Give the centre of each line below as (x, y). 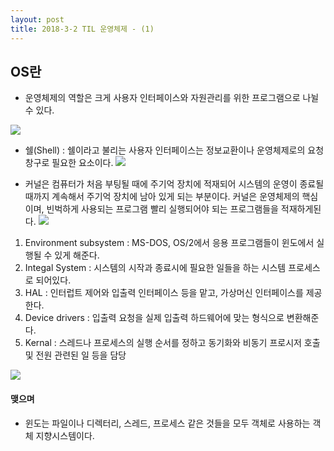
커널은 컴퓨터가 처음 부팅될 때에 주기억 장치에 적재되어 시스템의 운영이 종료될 (174, 184)
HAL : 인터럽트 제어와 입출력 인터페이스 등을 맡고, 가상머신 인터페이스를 (164, 293)
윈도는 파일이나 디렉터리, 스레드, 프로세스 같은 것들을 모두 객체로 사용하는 (167, 423)
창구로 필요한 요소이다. (69, 163)
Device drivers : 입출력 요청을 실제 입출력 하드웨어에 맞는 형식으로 (154, 318)
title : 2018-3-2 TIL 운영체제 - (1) (82, 29)
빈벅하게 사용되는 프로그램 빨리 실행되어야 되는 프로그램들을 (162, 209)
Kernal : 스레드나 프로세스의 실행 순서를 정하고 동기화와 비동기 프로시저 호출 (172, 343)
